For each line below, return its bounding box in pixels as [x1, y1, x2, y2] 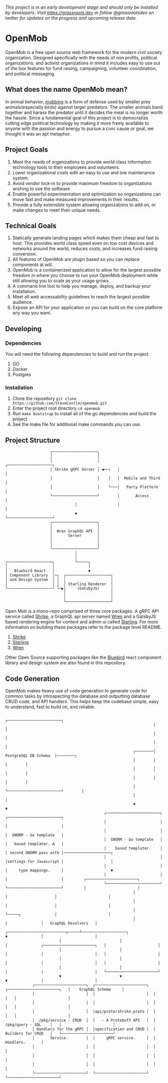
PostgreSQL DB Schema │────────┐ [5, 753, 78, 758]
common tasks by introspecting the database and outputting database [5, 693, 150, 699]
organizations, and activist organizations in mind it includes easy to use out [5, 60, 160, 66]
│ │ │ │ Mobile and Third [50, 476, 160, 481]
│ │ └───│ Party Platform [50, 485, 158, 490]
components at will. [12, 262, 53, 268]
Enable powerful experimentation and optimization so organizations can [12, 191, 161, 197]
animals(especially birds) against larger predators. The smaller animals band [5, 104, 163, 110]
